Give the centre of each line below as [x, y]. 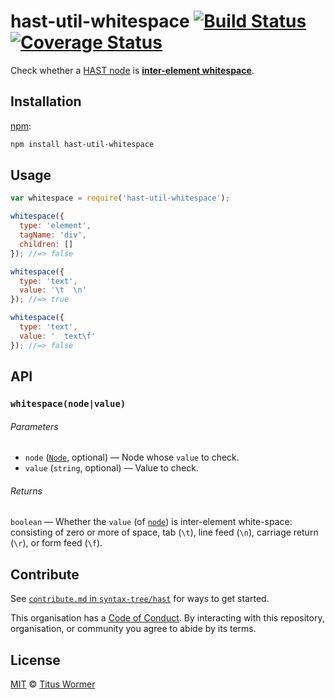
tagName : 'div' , [53, 235]
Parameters [34, 426]
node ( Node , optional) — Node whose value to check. [132, 457]
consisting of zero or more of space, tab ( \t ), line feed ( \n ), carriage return [164, 532]
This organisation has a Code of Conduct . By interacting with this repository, [167, 618]
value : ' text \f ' [58, 336]
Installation [46, 101]
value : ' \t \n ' [53, 290]
